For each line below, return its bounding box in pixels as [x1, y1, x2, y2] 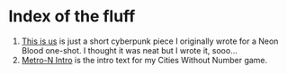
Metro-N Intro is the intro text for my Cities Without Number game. [21, 54, 268, 65]
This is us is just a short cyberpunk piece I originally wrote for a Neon [21, 36, 279, 46]
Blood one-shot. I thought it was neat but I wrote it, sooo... [21, 45, 238, 55]
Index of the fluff [8, 6, 136, 27]
